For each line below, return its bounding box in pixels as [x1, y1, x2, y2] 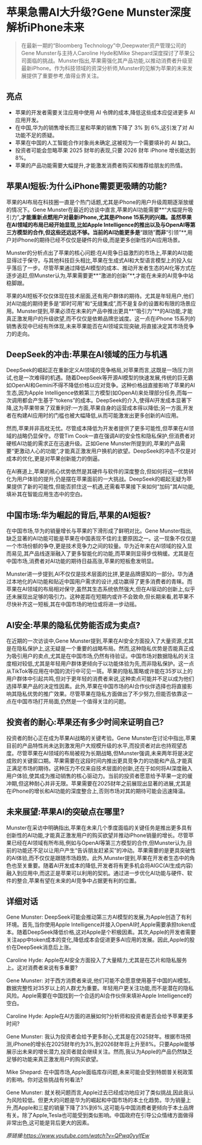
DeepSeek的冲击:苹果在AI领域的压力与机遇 [6, 349, 168, 359]
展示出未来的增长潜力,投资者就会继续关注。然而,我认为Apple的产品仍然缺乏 [6, 1048, 193, 1055]
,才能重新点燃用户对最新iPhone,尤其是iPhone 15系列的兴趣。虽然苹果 [19, 213, 192, 221]
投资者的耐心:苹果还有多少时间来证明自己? [6, 717, 164, 727]
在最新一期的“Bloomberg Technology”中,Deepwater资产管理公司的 [21, 42, 187, 49]
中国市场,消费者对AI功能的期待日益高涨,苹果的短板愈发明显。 [6, 557, 157, 565]
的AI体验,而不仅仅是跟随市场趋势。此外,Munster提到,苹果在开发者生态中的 [6, 854, 190, 861]
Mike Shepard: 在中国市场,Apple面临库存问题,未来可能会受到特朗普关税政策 [6, 1069, 194, 1076]
